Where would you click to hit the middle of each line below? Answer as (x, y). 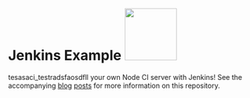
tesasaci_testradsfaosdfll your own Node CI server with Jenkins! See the (125, 77)
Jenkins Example (65, 56)
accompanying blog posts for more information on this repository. (114, 85)
